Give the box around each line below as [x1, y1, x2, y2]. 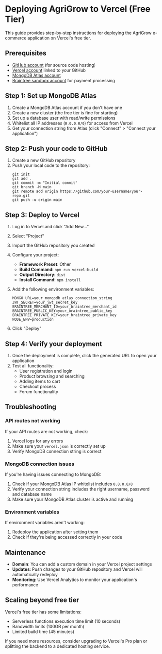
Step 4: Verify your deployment [5, 340, 102, 348]
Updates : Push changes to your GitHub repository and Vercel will [12, 566, 143, 572]
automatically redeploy [12, 572, 58, 578]
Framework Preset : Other [19, 261, 71, 267]
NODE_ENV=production [12, 317, 54, 322]
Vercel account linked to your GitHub [12, 67, 86, 73]
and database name [12, 491, 52, 497]
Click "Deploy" [12, 326, 42, 331]
